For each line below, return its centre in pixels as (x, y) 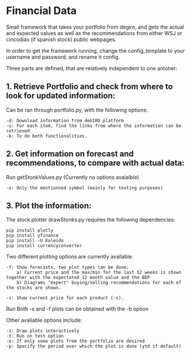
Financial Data (41, 11)
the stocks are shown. (34, 288)
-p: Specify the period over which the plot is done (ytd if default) (94, 346)
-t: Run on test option (35, 336)
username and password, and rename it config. (63, 57)
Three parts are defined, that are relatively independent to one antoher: (92, 68)
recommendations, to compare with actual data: (95, 163)
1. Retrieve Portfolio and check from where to (90, 87)
